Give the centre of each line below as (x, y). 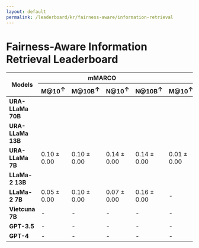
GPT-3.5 (22, 226)
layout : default (26, 12)
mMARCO (102, 78)
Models (22, 85)
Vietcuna (22, 209)
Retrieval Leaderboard (62, 59)
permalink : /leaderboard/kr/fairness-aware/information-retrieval (90, 17)
